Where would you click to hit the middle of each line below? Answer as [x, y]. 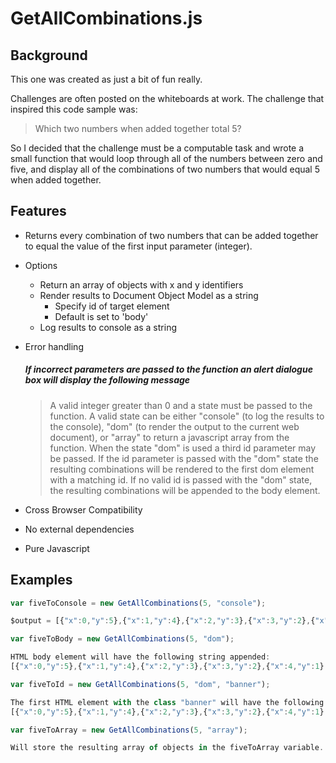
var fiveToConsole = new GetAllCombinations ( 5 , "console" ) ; [138, 603]
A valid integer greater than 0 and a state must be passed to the [181, 405]
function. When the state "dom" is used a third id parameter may [183, 448]
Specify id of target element [112, 306]
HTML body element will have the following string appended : [140, 657]
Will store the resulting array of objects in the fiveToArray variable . [167, 748]
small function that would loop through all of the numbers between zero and [166, 158]
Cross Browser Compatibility [83, 509]
